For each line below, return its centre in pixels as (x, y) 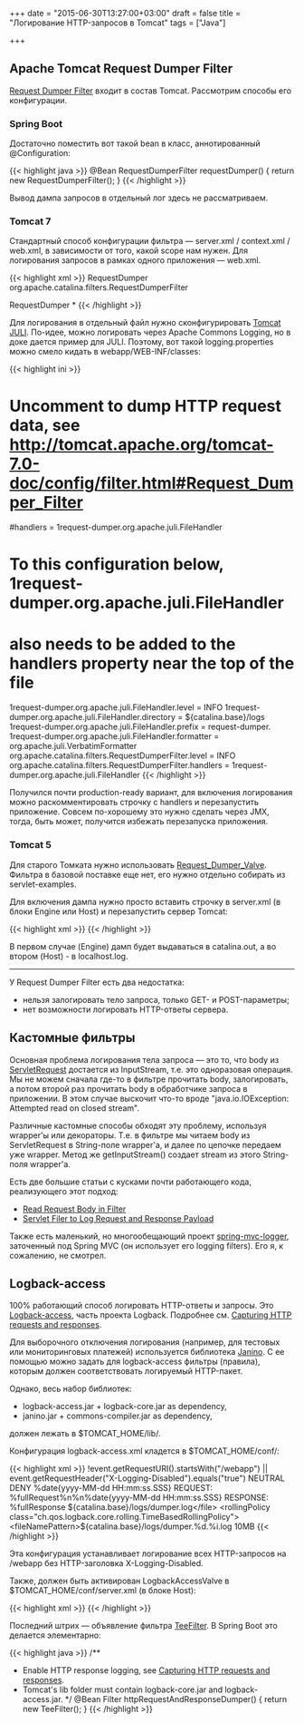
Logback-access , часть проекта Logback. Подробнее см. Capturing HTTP (151, 1315)
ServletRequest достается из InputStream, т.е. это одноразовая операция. (151, 1069)
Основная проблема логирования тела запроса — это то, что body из (144, 1059)
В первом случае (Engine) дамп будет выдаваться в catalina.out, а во (143, 946)
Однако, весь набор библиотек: (71, 1389)
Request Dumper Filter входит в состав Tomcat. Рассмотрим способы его (151, 91)
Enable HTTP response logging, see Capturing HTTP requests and (146, 1670)
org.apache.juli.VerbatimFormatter (73, 746)
